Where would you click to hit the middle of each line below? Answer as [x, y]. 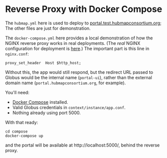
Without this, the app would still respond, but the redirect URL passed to [79, 72]
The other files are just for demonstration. [48, 28]
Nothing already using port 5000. [46, 113]
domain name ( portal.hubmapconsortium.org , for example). [66, 83]
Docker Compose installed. [40, 102]
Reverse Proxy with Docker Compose [84, 9]
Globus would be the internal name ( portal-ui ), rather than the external [79, 77]
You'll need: [17, 92]
